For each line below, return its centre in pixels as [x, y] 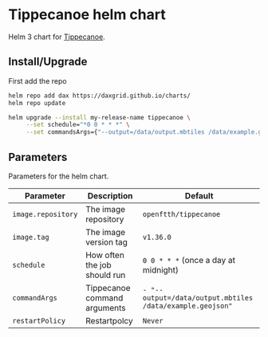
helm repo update [37, 103]
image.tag [31, 237]
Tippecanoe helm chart [87, 15]
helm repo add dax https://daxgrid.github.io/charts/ [100, 96]
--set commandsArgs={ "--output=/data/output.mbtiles [115, 132]
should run [105, 275]
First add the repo [37, 80]
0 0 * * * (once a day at [189, 260]
